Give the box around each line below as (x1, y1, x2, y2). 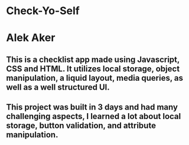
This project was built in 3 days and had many (6, 102, 178, 113)
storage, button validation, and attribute (6, 121, 157, 131)
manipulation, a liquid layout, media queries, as (6, 72, 184, 83)
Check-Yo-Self (6, 4, 80, 18)
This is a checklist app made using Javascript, (6, 54, 180, 64)
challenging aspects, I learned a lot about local (6, 111, 181, 121)
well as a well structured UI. (6, 82, 110, 92)
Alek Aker (6, 31, 56, 45)
